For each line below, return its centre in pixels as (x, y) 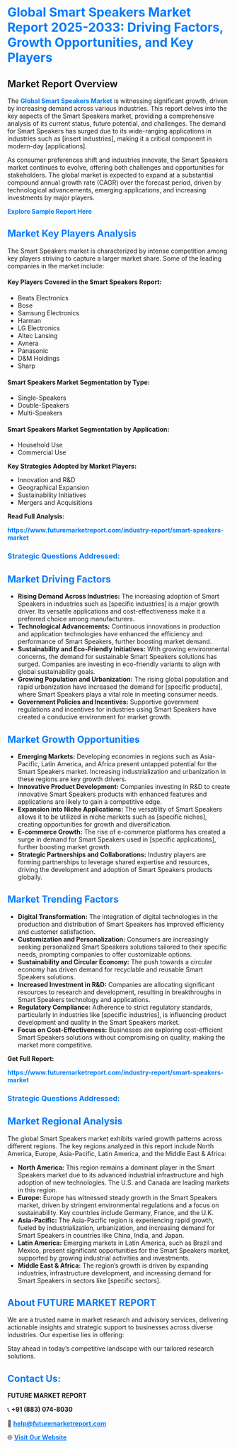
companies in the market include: (56, 266)
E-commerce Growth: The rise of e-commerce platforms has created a (122, 832)
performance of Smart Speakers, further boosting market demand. (115, 642)
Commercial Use (42, 452)
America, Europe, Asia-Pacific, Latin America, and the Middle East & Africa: (117, 1153)
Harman (29, 321)
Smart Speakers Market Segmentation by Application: (88, 429)
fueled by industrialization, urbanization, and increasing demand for (116, 1227)
